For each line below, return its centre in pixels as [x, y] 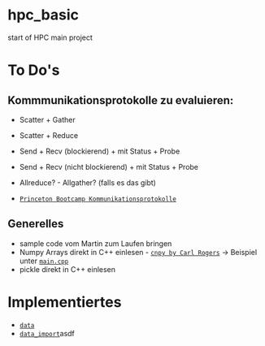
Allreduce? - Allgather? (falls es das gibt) [87, 182]
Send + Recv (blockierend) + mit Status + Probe [100, 151]
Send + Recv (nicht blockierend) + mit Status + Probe [109, 167]
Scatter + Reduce [49, 135]
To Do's [34, 70]
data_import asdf [47, 333]
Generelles [36, 224]
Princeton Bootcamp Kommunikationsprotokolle [98, 199]
